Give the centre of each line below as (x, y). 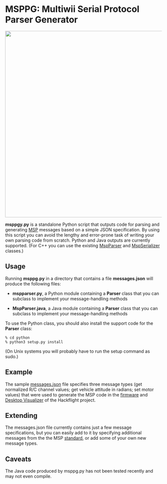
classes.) (14, 251)
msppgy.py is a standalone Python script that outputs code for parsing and (83, 224)
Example (19, 372)
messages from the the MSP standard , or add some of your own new (76, 438)
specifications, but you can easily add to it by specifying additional (73, 433)
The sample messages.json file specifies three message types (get (74, 384)
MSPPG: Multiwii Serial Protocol (72, 9)
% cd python (17, 338)
